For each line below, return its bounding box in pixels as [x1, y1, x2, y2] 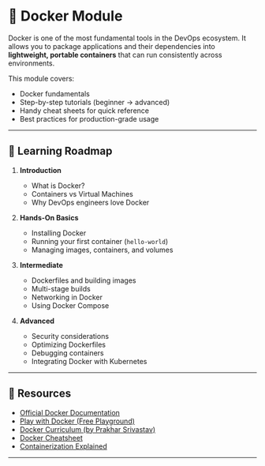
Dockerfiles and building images [31, 276, 136, 285]
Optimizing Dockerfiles [31, 340, 106, 349]
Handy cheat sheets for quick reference [19, 106, 150, 115]
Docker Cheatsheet [19, 433, 83, 442]
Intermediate [19, 260, 63, 269]
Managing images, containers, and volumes [31, 245, 174, 254]
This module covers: [8, 73, 75, 83]
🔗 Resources [8, 387, 72, 400]
